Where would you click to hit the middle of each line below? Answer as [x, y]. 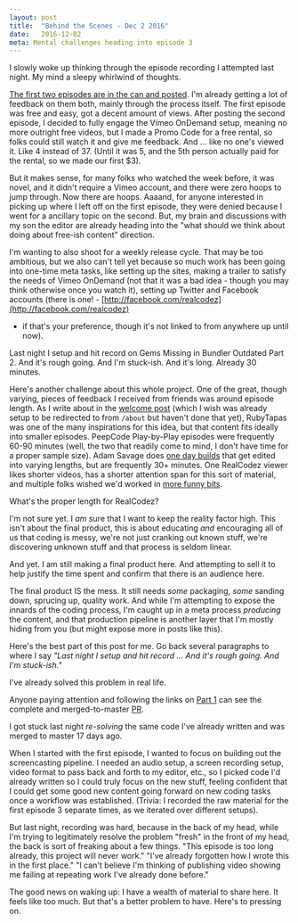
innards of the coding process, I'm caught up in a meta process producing [145, 610]
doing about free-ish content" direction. [82, 235]
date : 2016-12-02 [45, 34]
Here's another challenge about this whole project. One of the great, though [148, 390]
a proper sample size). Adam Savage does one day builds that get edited [142, 456]
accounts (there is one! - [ [57, 300]
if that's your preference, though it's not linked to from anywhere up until [155, 326]
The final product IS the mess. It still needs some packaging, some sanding [147, 591]
